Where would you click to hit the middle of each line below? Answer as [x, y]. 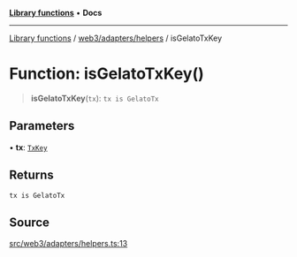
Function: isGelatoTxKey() [107, 74]
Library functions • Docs [56, 13]
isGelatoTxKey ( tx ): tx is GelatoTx [95, 98]
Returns [32, 175]
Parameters [42, 126]
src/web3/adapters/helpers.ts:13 [69, 244]
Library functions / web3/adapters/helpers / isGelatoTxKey [116, 38]
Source [30, 222]
